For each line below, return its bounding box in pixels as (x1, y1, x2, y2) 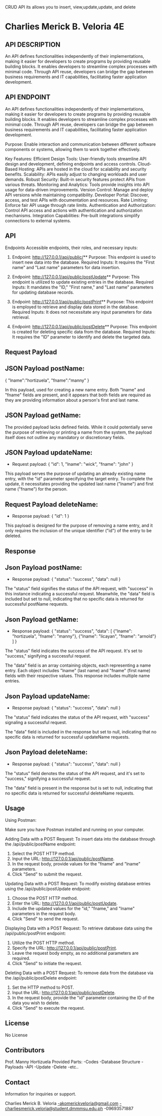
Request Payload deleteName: (5, 500, 98, 508)
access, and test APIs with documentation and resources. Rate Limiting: (5, 197, 148, 203)
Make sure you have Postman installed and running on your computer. (5, 827, 145, 832)
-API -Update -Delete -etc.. (24, 1064, 79, 1070)
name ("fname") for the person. (5, 486, 68, 492)
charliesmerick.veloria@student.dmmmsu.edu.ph (5, 1106, 103, 1112)
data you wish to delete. (12, 1000, 60, 1006)
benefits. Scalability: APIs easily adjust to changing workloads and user (5, 171, 147, 177)
